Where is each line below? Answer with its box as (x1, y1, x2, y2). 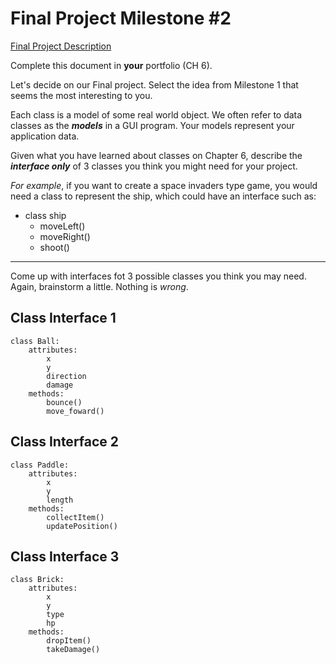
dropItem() (46, 636, 92, 646)
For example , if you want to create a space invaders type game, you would (10, 179, 318, 191)
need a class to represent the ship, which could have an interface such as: (10, 190, 317, 202)
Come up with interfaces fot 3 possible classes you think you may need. (10, 270, 307, 282)
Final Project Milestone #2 (10, 7, 232, 30)
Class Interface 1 (10, 310, 117, 327)
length (46, 495, 74, 505)
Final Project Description (10, 40, 112, 52)
